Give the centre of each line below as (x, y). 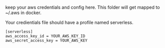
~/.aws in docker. (23, 13)
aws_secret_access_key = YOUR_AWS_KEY (46, 40)
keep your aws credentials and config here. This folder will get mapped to (83, 7)
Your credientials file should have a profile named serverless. (69, 22)
